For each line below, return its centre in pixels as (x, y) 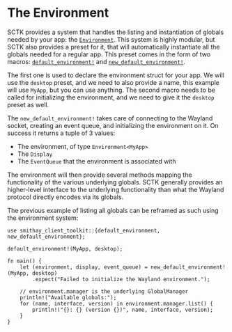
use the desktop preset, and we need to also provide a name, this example (113, 82)
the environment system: (43, 218)
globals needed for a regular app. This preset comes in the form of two (109, 54)
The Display (35, 154)
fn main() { (24, 261)
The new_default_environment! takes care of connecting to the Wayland (110, 118)
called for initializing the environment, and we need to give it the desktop (111, 97)
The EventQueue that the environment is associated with (96, 161)
